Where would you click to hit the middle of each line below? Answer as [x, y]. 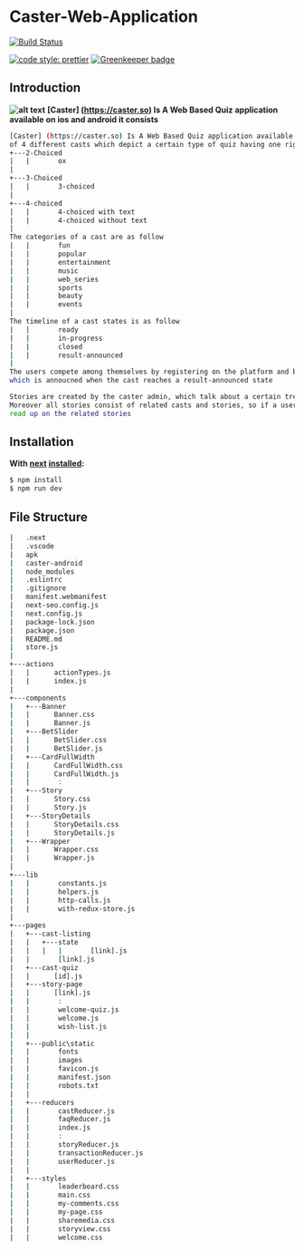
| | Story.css [50, 800]
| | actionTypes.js [60, 673]
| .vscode [32, 546]
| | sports [46, 287]
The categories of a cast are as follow [87, 238]
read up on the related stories [70, 413]
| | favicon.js [54, 1069]
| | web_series [54, 279]
